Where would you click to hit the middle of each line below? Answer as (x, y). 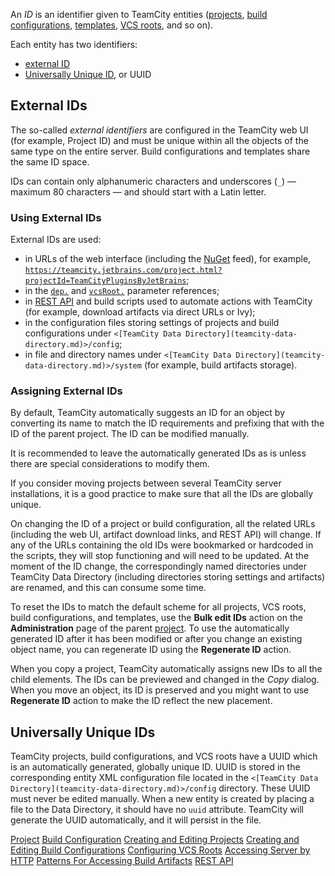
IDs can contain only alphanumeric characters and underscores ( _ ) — (153, 181)
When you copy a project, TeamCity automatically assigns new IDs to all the (166, 669)
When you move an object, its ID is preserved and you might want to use (160, 690)
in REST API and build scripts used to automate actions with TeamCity (168, 301)
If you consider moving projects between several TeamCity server (146, 483)
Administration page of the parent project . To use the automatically (150, 628)
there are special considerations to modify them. (110, 464)
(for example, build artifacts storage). (220, 365)
